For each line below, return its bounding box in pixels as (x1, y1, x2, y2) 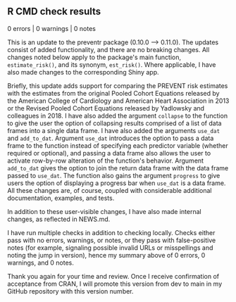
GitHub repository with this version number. (7, 287, 134, 295)
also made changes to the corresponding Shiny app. (7, 68, 160, 76)
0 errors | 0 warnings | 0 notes (7, 24, 97, 32)
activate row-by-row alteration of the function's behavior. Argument (7, 156, 204, 165)
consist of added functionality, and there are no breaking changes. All (7, 45, 210, 54)
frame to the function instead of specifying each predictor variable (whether (7, 141, 228, 150)
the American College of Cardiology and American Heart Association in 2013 (7, 96, 230, 105)
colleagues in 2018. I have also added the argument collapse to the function (7, 111, 228, 120)
